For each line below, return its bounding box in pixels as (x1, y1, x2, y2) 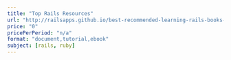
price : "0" (7, 23, 38, 30)
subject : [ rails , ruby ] (7, 42, 76, 49)
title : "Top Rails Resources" (7, 10, 94, 17)
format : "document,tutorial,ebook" (7, 36, 109, 43)
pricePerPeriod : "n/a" (7, 29, 72, 37)
